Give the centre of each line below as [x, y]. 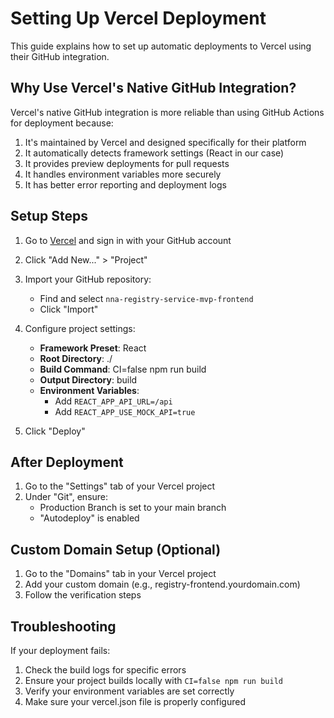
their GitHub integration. [60, 56]
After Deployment [67, 462]
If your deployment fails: [60, 650]
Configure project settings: [80, 328]
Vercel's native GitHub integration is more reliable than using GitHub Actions [167, 112]
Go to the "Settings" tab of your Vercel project [120, 486]
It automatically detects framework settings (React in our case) [154, 153]
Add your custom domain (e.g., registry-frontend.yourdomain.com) [162, 584]
